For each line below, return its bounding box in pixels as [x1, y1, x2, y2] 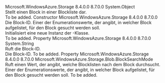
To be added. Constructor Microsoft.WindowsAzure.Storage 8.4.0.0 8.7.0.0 [5, 14, 158, 20]
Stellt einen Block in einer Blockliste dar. [5, 9, 87, 15]
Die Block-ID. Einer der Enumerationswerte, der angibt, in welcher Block [5, 20, 152, 25]
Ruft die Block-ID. [5, 46, 41, 51]
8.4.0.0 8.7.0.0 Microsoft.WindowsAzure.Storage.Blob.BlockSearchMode [5, 56, 154, 62]
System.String [5, 41, 34, 46]
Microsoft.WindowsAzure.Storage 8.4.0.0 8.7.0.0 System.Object [5, 4, 135, 9]
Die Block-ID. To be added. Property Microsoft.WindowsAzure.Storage [5, 51, 149, 57]
